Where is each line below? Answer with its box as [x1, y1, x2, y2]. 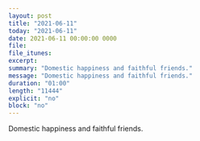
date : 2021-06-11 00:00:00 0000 [8, 34, 117, 43]
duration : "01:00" [8, 79, 70, 87]
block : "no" [8, 102, 48, 110]
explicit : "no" [8, 94, 60, 102]
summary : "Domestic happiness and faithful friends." [8, 64, 194, 73]
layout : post [8, 11, 52, 20]
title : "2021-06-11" [8, 19, 78, 27]
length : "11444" [8, 86, 63, 95]
